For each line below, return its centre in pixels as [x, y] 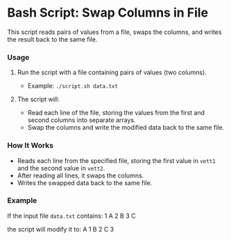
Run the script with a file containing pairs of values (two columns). [112, 72]
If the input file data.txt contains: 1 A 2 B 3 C [71, 216]
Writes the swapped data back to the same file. [85, 182]
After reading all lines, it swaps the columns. [80, 175]
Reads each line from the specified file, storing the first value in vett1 [117, 160]
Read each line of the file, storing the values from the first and [116, 113]
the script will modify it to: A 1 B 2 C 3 [61, 229]
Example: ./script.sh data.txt [73, 86]
